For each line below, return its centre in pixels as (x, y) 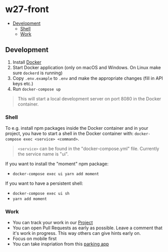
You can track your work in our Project (53, 223)
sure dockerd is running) (37, 73)
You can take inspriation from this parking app (61, 244)
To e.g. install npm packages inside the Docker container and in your (77, 128)
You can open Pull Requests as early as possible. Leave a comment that (88, 228)
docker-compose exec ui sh (41, 194)
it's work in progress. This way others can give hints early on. (77, 233)
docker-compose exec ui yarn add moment (56, 174)
